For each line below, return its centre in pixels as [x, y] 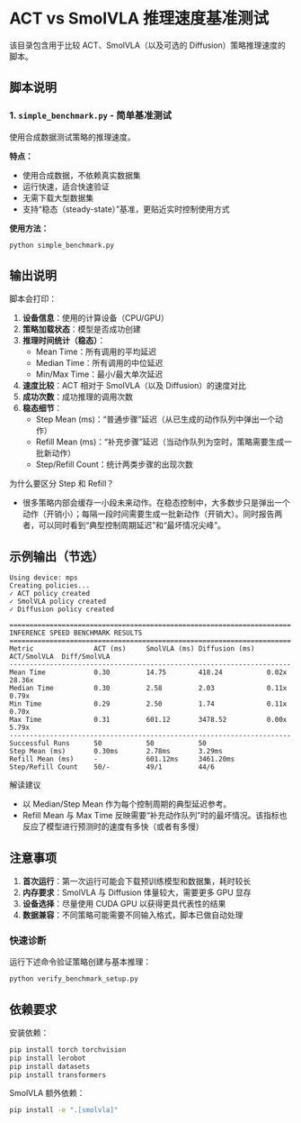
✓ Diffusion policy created [62, 609]
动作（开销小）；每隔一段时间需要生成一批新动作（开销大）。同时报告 [148, 514]
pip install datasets [50, 1066]
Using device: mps [44, 578]
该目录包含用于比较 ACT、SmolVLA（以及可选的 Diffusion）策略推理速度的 [147, 45]
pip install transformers [58, 1075]
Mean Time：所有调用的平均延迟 [96, 352]
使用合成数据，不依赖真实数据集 [81, 175]
